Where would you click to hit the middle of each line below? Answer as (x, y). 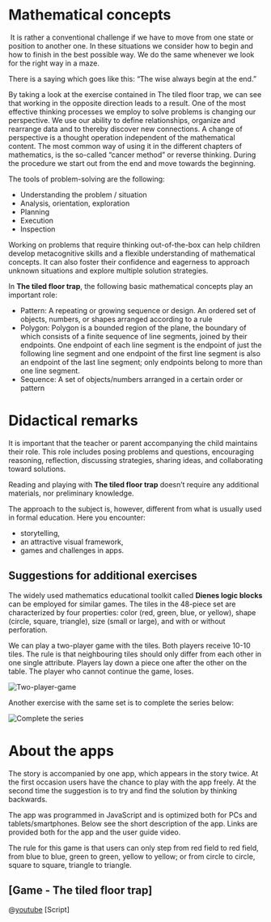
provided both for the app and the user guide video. (95, 832)
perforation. (28, 630)
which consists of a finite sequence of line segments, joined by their (133, 336)
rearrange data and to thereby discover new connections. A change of (125, 129)
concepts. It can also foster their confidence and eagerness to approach (129, 261)
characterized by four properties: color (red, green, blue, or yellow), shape (132, 612)
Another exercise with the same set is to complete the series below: (121, 703)
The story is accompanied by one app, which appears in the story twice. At (133, 773)
